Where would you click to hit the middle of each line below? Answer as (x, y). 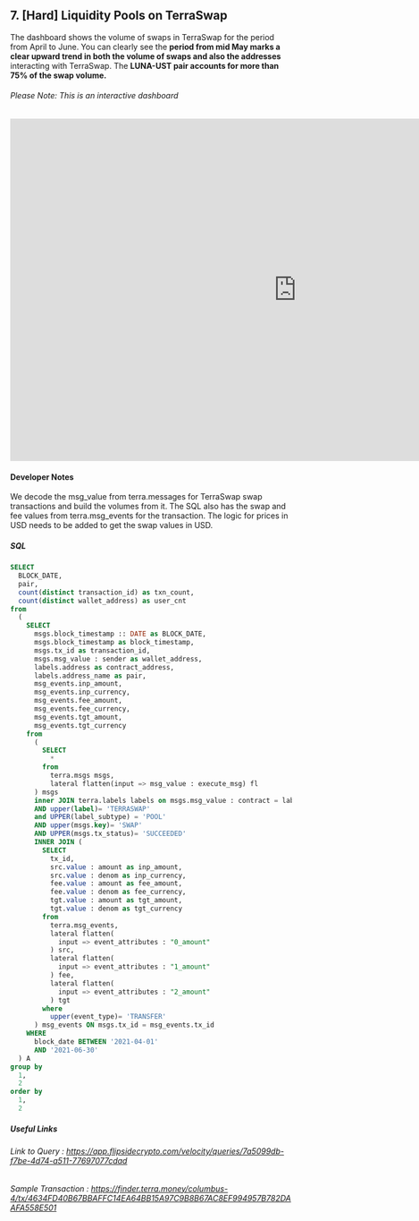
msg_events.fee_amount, (78, 701)
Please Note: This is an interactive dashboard (94, 96)
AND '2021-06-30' (66, 1050)
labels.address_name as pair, (90, 676)
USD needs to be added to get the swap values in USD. (112, 525)
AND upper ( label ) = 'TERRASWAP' (92, 809)
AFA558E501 (34, 1208)
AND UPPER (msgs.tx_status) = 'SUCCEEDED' (110, 834)
